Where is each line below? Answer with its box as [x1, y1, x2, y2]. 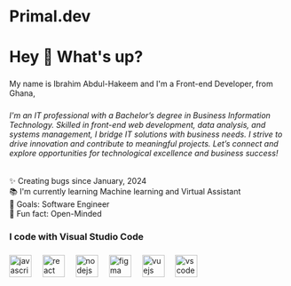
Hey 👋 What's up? [9, 47, 144, 68]
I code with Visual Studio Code [9, 230, 145, 242]
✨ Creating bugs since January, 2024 [9, 175, 147, 186]
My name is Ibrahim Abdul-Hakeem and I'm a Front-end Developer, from [9, 78, 273, 90]
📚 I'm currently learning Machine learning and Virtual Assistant [9, 186, 241, 196]
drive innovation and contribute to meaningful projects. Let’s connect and [9, 139, 279, 149]
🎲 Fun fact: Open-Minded [9, 208, 102, 218]
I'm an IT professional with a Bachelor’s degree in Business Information [9, 110, 271, 121]
